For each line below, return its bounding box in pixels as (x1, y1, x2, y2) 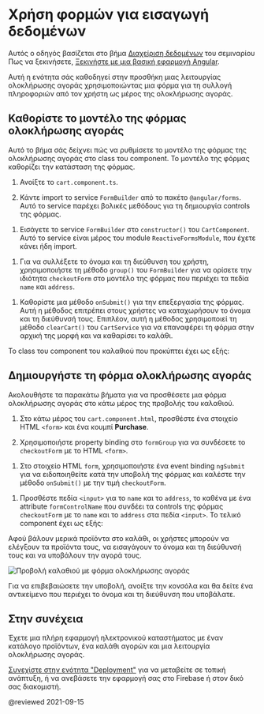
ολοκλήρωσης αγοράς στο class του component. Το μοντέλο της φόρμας (8, 153, 250, 163)
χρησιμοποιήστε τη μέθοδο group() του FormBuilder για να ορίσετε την (19, 265, 252, 274)
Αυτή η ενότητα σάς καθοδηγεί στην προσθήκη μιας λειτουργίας (8, 72, 221, 81)
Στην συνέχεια (8, 612, 84, 626)
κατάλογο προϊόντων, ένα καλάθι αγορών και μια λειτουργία (8, 641, 210, 651)
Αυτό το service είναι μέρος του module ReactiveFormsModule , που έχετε (19, 233, 256, 242)
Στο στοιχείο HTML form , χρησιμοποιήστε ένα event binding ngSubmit (19, 460, 246, 471)
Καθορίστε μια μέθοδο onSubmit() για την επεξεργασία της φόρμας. (19, 297, 244, 306)
